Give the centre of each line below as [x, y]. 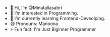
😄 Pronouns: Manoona [34, 23]
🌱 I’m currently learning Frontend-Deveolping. [58, 18]
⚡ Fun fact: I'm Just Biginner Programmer [53, 29]
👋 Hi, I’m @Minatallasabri [36, 8]
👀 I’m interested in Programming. [44, 13]
